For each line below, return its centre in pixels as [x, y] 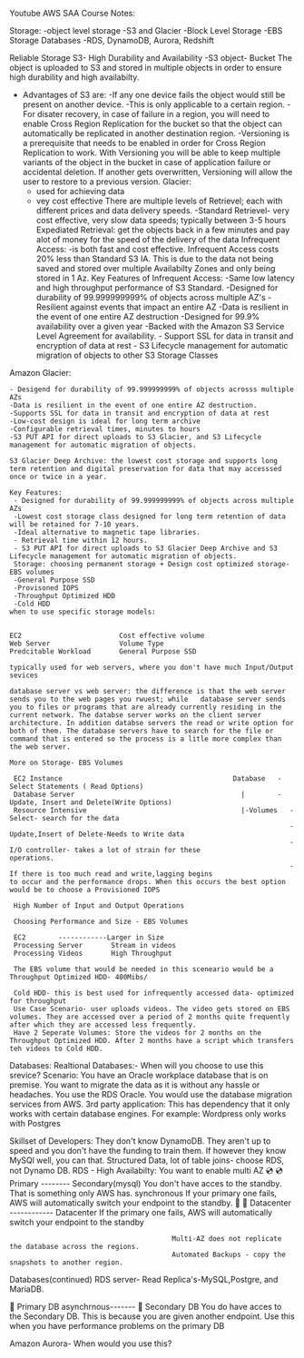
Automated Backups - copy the [229, 1255]
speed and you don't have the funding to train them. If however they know [148, 1151]
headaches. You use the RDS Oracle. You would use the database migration [151, 1094]
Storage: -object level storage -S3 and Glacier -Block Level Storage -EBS [146, 30]
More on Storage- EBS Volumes [67, 763]
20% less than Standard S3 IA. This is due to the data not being [155, 259]
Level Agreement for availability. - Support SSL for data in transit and [165, 336]
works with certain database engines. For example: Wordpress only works [148, 1114]
